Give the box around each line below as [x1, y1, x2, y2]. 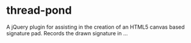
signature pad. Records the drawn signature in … [6, 29, 129, 36]
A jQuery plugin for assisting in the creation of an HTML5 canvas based [6, 23, 185, 30]
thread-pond [6, 4, 72, 17]
